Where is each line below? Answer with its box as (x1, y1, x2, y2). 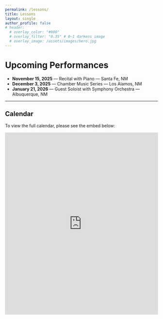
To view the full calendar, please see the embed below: (5, 122, 115, 129)
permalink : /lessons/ (5, 7, 49, 12)
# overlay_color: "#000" (9, 30, 60, 34)
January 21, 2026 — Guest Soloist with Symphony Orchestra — (12, 86, 140, 92)
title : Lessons (5, 12, 36, 17)
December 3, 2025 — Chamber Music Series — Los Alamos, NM (12, 81, 142, 86)
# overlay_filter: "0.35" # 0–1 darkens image (9, 34, 105, 39)
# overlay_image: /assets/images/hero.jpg (9, 39, 97, 44)
